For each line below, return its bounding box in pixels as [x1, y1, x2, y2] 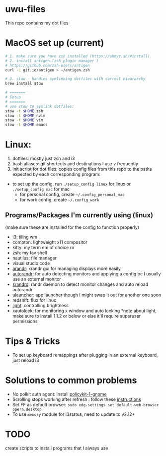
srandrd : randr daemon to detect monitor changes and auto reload [12, 281, 148, 287]
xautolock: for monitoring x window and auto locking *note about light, [12, 308, 157, 314]
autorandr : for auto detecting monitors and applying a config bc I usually [12, 270, 161, 276]
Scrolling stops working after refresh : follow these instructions [12, 396, 142, 402]
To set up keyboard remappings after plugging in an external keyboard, [12, 352, 158, 358]
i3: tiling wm [12, 234, 38, 240]
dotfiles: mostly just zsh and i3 [12, 155, 75, 162]
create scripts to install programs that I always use [5, 445, 108, 451]
